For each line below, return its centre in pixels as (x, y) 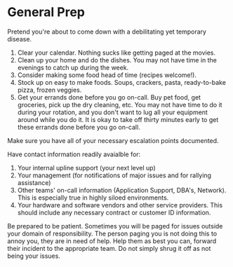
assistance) (34, 182)
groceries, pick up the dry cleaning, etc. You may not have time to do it (120, 104)
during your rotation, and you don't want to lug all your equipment (113, 112)
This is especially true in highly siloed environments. (93, 198)
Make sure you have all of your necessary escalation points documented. (113, 140)
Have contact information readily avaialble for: (74, 154)
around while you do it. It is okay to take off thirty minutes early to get (118, 119)
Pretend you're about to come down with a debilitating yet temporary (107, 32)
